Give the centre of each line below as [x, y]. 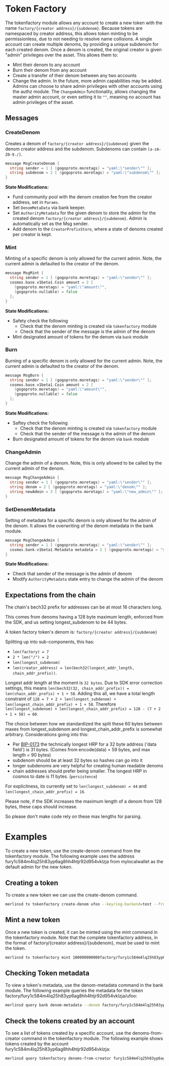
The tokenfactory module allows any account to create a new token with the [84, 23]
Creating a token [32, 883]
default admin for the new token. [39, 867]
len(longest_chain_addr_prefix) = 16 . [45, 792]
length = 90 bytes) [32, 755]
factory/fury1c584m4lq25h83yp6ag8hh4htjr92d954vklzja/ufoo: [71, 996]
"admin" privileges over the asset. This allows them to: [62, 55]
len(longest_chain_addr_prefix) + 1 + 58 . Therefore [61, 704]
